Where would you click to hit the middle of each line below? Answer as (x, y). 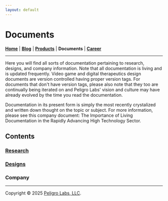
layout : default (22, 10)
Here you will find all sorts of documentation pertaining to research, (75, 63)
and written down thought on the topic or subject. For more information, (79, 110)
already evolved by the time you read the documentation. (64, 95)
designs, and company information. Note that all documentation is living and (84, 68)
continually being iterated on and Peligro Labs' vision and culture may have (82, 89)
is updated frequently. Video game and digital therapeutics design (73, 74)
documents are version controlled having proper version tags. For (73, 79)
